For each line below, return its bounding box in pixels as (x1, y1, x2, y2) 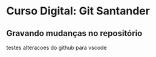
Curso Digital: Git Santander (6, 4, 150, 18)
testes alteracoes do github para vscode (6, 44, 107, 51)
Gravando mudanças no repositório (6, 28, 143, 38)
